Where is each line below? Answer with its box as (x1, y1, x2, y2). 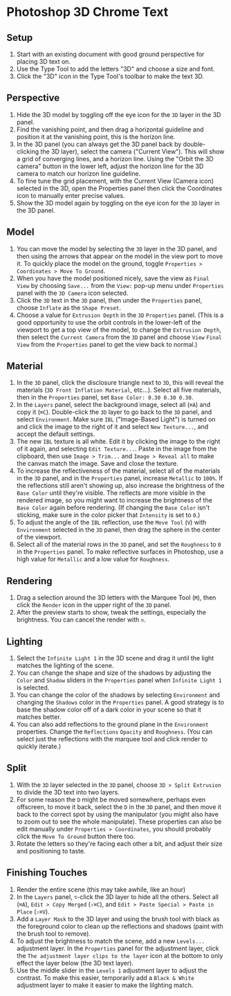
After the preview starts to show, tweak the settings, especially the (16, 608, 207, 617)
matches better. (16, 713, 62, 721)
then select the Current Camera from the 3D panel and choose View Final (16, 333, 222, 341)
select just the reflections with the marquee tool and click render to (16, 735, 208, 743)
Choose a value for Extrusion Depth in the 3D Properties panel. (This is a (16, 311, 224, 319)
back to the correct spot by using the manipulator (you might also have (16, 810, 219, 818)
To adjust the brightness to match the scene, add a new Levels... (16, 936, 205, 945)
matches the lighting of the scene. (16, 662, 114, 670)
